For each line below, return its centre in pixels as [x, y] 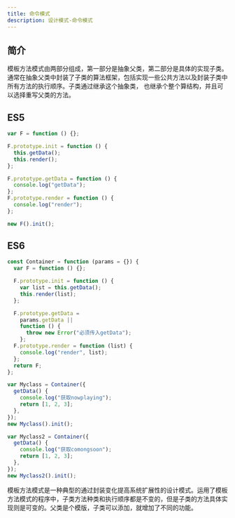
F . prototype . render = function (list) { [73, 346]
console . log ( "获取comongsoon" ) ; [66, 450]
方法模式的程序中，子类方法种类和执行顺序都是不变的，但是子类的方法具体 [114, 498]
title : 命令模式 [29, 14]
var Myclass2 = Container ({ [48, 437]
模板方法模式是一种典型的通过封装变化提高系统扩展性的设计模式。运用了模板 [117, 490]
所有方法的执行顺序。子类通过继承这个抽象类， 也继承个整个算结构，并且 [112, 86]
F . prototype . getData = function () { [62, 179]
